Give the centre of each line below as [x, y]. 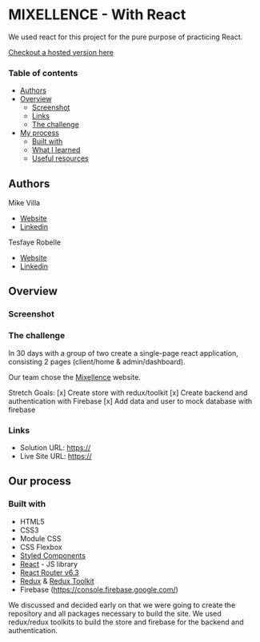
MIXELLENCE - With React [97, 15]
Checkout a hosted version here [61, 52]
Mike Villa [24, 203]
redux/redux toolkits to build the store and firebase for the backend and [126, 622]
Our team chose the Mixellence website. [75, 377]
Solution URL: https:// [55, 447]
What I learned [56, 150]
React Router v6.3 [49, 572]
